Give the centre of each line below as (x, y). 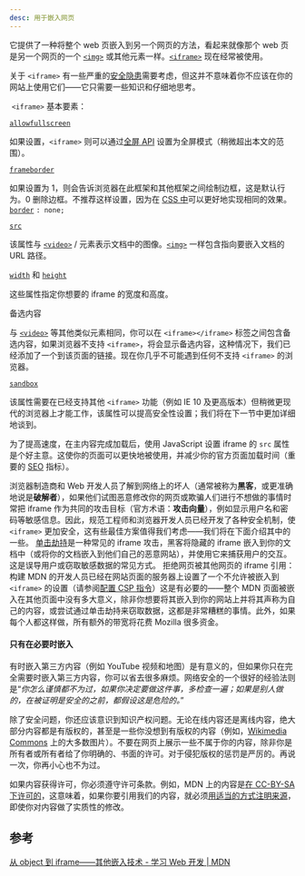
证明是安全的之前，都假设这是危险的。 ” (112, 700)
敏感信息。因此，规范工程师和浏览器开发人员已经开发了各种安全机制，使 (160, 519)
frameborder (32, 170)
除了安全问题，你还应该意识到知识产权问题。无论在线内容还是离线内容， (144, 719)
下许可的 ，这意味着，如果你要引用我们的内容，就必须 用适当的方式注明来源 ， (152, 795)
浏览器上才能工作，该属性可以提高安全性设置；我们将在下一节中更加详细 (160, 413)
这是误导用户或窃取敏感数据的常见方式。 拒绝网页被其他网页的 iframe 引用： (152, 565)
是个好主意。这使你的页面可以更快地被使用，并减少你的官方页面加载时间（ (148, 455)
